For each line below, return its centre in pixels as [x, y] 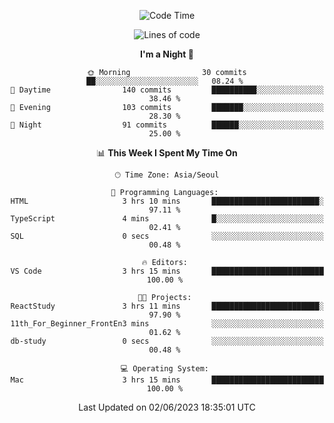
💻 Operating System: [164, 369]
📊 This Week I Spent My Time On [167, 153]
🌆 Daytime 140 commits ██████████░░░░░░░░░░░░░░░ [167, 90]
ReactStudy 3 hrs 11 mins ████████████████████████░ [167, 306]
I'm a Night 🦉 [167, 54]
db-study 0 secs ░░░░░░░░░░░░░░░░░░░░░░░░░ [167, 341]
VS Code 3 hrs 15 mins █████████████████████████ [167, 271]
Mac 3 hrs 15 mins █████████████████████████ [167, 380]
